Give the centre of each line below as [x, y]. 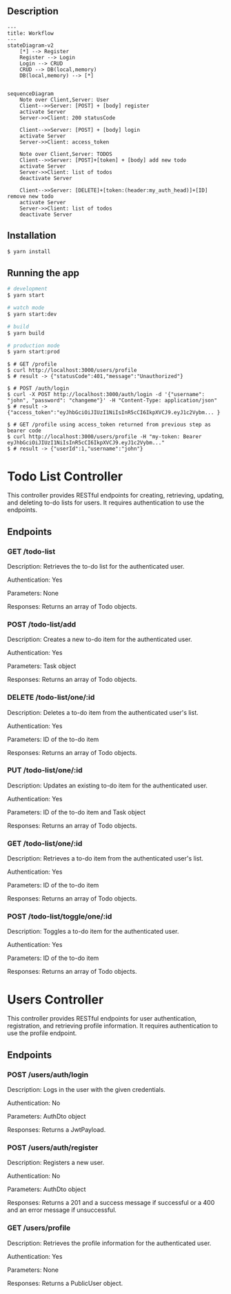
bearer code [24, 431]
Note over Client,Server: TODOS [66, 154]
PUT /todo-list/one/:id [45, 770]
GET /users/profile [39, 1228]
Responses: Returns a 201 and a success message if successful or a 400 [111, 1203]
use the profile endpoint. [42, 1033]
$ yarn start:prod [33, 352]
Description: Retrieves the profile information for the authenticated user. [109, 1243]
